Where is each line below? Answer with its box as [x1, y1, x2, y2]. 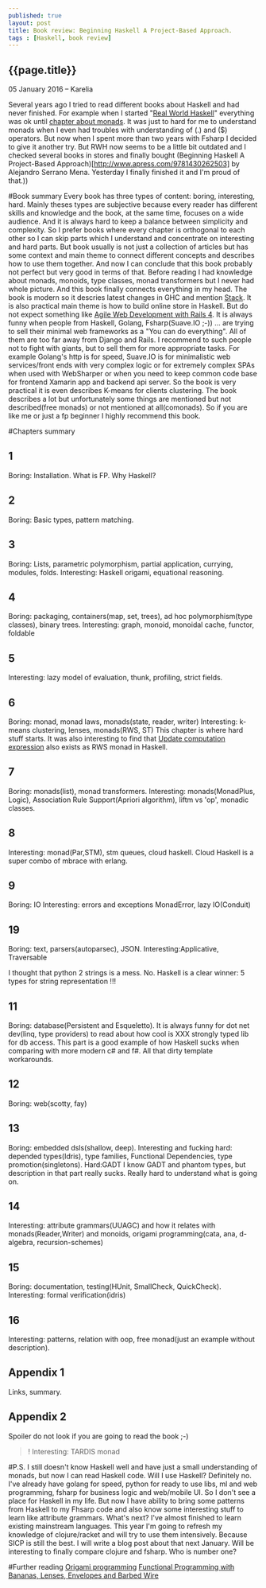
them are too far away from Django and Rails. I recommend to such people [8, 335, 252, 344]
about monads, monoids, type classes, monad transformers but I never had [8, 276, 255, 286]
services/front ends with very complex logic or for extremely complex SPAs [8, 360, 256, 370]
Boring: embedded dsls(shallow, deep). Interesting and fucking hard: [8, 1142, 233, 1152]
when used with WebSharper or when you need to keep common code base [8, 369, 258, 379]
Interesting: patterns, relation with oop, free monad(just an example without [8, 1334, 256, 1345]
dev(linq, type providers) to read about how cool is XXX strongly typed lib [8, 1029, 249, 1038]
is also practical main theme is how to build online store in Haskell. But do [8, 302, 249, 311]
